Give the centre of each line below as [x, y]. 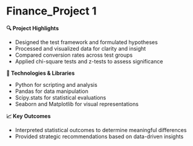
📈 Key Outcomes [28, 116]
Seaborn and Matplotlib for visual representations [77, 104]
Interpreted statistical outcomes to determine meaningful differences [101, 130]
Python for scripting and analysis [56, 84]
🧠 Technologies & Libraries [41, 73]
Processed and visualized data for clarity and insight [80, 48]
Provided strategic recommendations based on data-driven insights [99, 136]
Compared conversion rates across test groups [74, 55]
